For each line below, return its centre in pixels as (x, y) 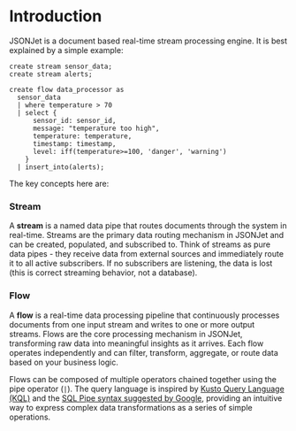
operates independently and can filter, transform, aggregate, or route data (144, 352)
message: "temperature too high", (96, 128)
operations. (30, 417)
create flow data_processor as (67, 89)
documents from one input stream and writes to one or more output (132, 324)
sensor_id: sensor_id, (74, 120)
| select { (37, 112)
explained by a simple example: (66, 50)
